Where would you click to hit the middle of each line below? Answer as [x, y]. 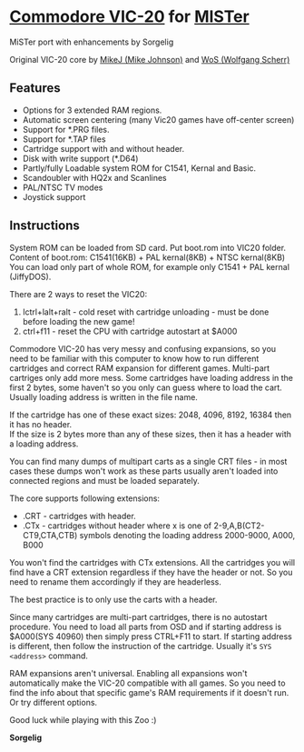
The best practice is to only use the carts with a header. [113, 599]
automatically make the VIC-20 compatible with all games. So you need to [147, 683]
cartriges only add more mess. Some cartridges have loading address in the [151, 377]
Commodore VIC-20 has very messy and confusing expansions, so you [143, 348]
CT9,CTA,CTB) [50, 535]
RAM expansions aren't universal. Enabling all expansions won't [128, 673]
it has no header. [41, 424]
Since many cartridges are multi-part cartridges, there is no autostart [138, 617]
